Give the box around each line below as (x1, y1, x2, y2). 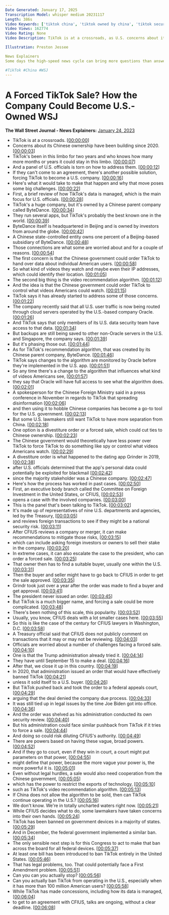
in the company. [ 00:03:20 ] (12, 545, 69, 551)
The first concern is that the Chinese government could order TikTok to (12, 256, 160, 262)
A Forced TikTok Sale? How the (5, 89, 137, 101)
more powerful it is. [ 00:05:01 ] (12, 765, 75, 771)
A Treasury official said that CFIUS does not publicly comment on (12, 631, 148, 637)
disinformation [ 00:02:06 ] (12, 400, 66, 406)
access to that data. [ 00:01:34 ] (12, 325, 76, 331)
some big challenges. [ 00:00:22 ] (12, 185, 80, 192)
